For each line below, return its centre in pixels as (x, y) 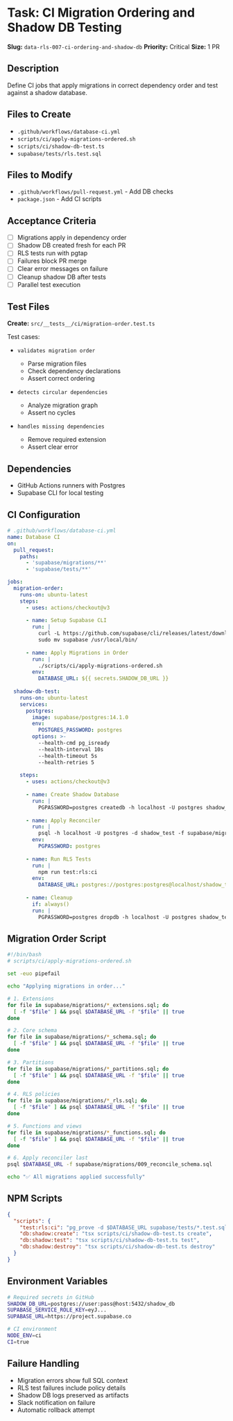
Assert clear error (53, 447)
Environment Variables (58, 1281)
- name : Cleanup (49, 898)
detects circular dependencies (62, 393)
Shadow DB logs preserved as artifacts (73, 1395)
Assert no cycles (52, 413)
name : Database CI (34, 537)
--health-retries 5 (66, 762)
